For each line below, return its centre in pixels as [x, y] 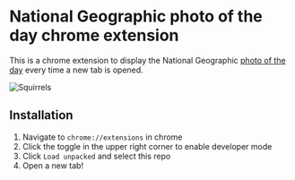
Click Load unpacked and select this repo [96, 156]
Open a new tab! [52, 165]
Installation [41, 115]
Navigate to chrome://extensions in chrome [102, 137]
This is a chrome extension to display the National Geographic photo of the [147, 60]
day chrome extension [94, 35]
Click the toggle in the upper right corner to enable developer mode [147, 146]
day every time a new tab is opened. [76, 70]
